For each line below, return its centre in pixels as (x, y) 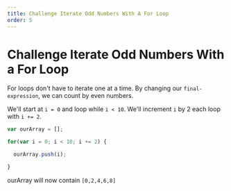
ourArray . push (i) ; (40, 155)
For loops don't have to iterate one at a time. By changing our (95, 88)
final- (193, 89)
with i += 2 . (24, 117)
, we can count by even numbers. (86, 96)
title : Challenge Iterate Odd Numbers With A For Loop (88, 14)
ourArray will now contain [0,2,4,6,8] (62, 180)
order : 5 (20, 20)
